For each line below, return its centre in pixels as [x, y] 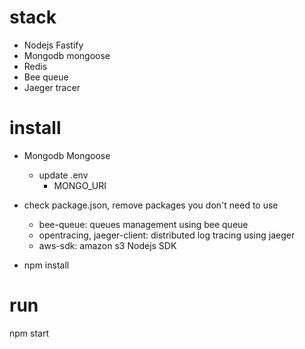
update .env [63, 175]
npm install [46, 265]
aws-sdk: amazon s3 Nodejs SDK [107, 245]
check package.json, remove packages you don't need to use [151, 205]
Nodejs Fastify [53, 45]
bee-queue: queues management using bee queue [143, 224]
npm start [29, 333]
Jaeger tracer [52, 87]
